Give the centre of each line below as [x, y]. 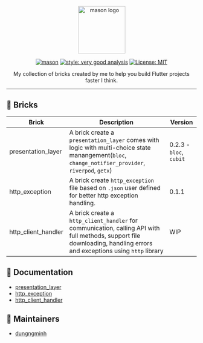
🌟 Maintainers [33, 319]
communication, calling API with [114, 228]
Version [182, 122]
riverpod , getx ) [91, 170]
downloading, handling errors [111, 243]
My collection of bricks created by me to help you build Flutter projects [101, 74]
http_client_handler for [103, 220]
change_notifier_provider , [107, 163]
